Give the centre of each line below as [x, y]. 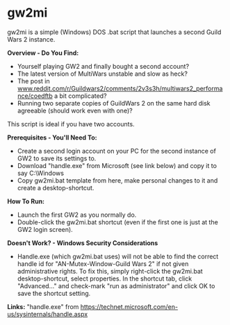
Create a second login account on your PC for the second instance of [117, 151]
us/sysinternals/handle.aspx [48, 314]
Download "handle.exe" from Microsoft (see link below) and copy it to [117, 165]
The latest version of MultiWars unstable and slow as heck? [102, 74]
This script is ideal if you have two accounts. [71, 124]
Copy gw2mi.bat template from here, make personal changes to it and [117, 180]
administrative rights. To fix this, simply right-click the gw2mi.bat [110, 271]
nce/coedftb [35, 96]
